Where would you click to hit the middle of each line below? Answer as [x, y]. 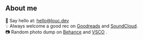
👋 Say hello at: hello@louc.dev [37, 20]
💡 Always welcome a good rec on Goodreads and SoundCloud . [72, 26]
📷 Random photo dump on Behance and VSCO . [56, 32]
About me [21, 8]
